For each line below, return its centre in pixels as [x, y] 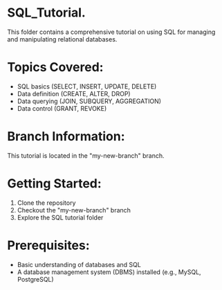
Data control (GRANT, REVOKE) [62, 108]
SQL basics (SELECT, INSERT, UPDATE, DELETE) [87, 86]
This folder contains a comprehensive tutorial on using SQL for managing [111, 32]
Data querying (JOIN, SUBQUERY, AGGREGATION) [89, 101]
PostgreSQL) [35, 279]
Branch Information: [66, 137]
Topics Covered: [55, 67]
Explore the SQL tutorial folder [60, 217]
